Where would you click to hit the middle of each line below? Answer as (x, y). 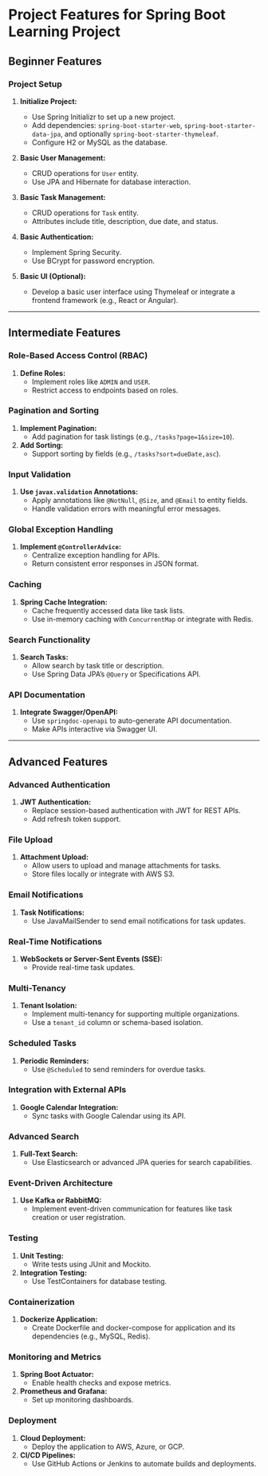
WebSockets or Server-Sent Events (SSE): (91, 959)
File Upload (31, 840)
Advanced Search (44, 1136)
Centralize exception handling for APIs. (96, 555)
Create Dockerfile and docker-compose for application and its (134, 1328)
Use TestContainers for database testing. (99, 1281)
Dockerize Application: (59, 1319)
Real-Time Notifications (55, 941)
